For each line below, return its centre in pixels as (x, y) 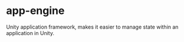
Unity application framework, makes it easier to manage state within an (92, 27)
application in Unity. (30, 33)
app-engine (35, 11)
